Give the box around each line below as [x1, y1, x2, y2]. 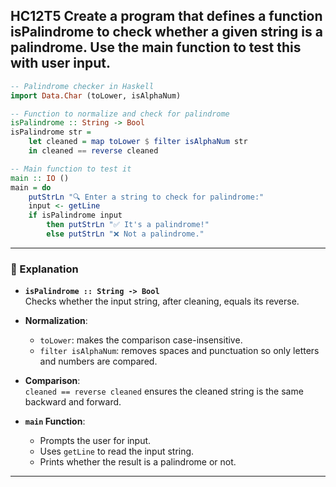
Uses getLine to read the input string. [39, 445, 195, 458]
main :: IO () [10, 173, 70, 183]
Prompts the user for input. [39, 435, 152, 447]
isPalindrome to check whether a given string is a [10, 24, 323, 41]
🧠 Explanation [10, 262, 79, 276]
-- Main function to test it [10, 164, 132, 174]
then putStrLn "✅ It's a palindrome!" [46, 220, 210, 230]
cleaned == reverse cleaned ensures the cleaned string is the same [24, 385, 304, 398]
